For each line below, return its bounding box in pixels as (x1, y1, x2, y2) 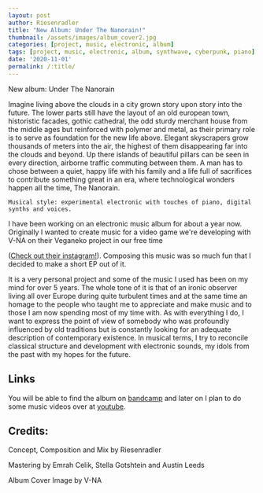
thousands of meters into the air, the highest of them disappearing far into (8, 141, 248, 150)
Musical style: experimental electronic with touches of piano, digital (8, 198, 252, 206)
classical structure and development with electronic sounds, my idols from (8, 341, 250, 351)
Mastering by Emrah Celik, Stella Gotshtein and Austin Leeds (8, 461, 205, 470)
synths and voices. (8, 205, 72, 213)
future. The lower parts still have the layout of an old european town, (8, 108, 231, 117)
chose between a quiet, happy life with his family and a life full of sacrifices (8, 166, 252, 175)
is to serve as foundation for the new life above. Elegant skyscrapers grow (8, 133, 250, 142)
